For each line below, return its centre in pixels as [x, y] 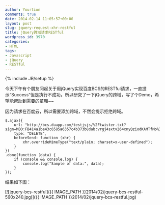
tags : [11, 51]
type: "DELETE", [31, 134]
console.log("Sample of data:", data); [64, 164]
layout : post [18, 23]
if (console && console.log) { [46, 160]
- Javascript [18, 55]
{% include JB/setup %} [29, 79]
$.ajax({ [14, 121]
